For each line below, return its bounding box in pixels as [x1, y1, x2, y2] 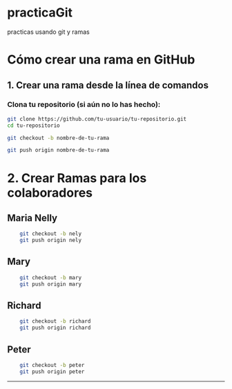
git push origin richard [19, 324, 91, 332]
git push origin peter [19, 368, 85, 375]
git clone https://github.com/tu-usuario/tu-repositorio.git [7, 115, 187, 122]
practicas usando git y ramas [7, 28, 90, 36]
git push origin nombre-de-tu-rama [7, 147, 110, 154]
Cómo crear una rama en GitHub [7, 52, 195, 68]
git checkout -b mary [19, 274, 81, 281]
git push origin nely [19, 237, 81, 244]
